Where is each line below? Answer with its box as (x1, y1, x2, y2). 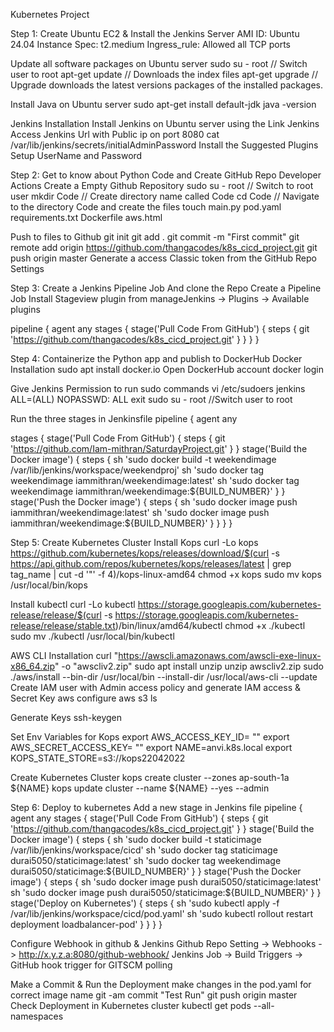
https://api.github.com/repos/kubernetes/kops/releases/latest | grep (10, 558, 292, 569)
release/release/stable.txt (10, 620, 116, 631)
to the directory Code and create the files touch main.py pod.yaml (10, 201, 282, 213)
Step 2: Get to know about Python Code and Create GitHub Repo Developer (10, 169, 322, 181)
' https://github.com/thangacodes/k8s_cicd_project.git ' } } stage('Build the (10, 823, 315, 834)
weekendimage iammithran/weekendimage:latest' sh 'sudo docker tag (10, 475, 300, 486)
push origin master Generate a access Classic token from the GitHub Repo (10, 252, 317, 264)
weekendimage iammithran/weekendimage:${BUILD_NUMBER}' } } (10, 485, 286, 497)
